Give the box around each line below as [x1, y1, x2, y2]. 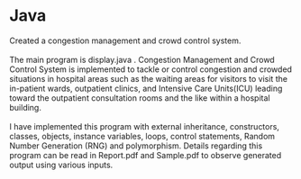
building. [9, 102, 42, 112]
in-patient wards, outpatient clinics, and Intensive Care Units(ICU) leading [9, 83, 283, 94]
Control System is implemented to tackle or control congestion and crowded [9, 64, 293, 75]
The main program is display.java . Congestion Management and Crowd [9, 54, 275, 65]
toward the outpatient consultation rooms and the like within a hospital [9, 92, 270, 103]
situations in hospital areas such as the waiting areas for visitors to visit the [9, 73, 288, 84]
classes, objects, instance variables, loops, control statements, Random [9, 130, 276, 141]
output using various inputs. [9, 159, 114, 170]
